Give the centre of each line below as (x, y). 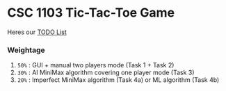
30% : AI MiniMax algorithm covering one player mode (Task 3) (106, 73)
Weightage (26, 50)
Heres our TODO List (37, 32)
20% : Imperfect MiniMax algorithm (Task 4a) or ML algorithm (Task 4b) (118, 80)
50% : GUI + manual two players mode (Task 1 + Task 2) (96, 65)
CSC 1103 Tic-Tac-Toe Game (91, 13)
